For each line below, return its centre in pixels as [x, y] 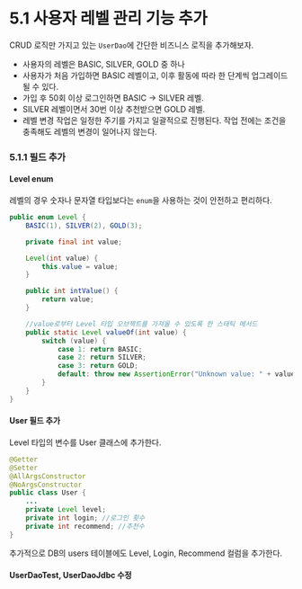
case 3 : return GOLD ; [98, 366]
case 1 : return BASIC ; [100, 349]
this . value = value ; [80, 266]
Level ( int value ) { [62, 258]
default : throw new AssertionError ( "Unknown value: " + [164, 374]
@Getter [24, 460]
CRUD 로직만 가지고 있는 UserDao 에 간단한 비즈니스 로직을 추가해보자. [132, 45]
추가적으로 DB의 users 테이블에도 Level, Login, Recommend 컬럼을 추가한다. [146, 553]
